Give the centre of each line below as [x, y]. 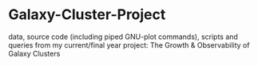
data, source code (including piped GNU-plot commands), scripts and [123, 37]
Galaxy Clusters [34, 53]
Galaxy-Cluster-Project [87, 15]
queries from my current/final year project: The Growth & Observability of [129, 45]
